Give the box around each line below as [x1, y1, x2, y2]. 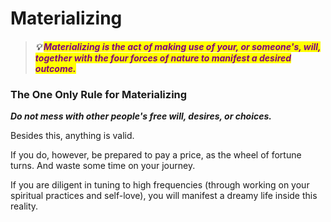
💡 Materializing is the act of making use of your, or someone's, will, [34, 40, 322, 52]
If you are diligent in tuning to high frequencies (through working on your [10, 179, 310, 191]
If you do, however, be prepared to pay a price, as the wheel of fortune [10, 149, 302, 161]
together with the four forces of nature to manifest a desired [34, 52, 292, 64]
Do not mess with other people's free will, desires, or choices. [10, 110, 272, 122]
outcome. [34, 62, 77, 74]
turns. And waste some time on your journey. [10, 160, 196, 172]
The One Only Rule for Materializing [10, 87, 188, 101]
